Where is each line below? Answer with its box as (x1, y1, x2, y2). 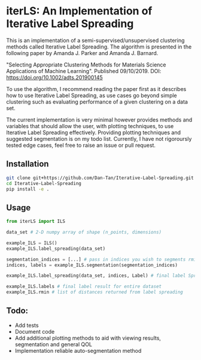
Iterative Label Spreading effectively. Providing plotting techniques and (6, 129, 181, 136)
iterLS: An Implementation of (6, 4, 153, 18)
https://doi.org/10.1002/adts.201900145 (6, 74, 103, 81)
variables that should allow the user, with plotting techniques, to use (6, 122, 174, 129)
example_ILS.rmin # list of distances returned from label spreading (6, 289, 184, 295)
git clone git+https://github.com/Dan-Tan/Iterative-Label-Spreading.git (6, 175, 194, 181)
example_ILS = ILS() (6, 240, 58, 246)
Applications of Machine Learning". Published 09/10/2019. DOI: (6, 67, 162, 74)
